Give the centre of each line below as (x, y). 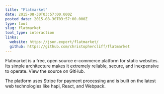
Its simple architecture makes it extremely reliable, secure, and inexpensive (82, 66)
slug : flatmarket (23, 28)
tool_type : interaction (30, 33)
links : (12, 38)
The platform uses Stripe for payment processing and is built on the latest (81, 81)
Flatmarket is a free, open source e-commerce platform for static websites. (82, 60)
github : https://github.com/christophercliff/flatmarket (70, 47)
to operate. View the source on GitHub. (45, 71)
